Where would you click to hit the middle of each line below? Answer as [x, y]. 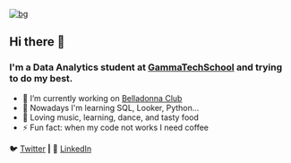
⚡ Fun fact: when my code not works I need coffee [115, 127]
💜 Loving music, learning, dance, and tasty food [111, 117]
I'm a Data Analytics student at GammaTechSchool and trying [146, 67]
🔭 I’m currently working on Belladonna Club [102, 98]
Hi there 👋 [37, 42]
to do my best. [41, 79]
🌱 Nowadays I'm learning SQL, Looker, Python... [111, 107]
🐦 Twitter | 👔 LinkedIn [51, 149]
